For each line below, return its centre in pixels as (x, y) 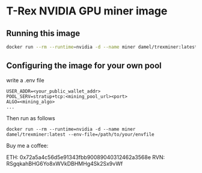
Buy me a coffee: (27, 145)
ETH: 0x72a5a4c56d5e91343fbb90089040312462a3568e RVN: (86, 157)
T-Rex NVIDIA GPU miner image (87, 11)
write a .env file (25, 80)
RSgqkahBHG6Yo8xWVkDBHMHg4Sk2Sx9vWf (65, 163)
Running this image (43, 33)
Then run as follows (31, 118)
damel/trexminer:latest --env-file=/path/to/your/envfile (80, 134)
